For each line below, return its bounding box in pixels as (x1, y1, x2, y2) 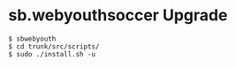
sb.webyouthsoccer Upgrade (8, 5, 228, 26)
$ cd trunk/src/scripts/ (8, 41, 100, 51)
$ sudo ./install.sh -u (8, 49, 96, 58)
